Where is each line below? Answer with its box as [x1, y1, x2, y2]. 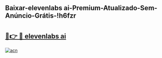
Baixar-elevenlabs [5, 4, 63, 12]
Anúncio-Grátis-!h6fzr [5, 12, 77, 20]
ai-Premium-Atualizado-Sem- [63, 4, 158, 12]
